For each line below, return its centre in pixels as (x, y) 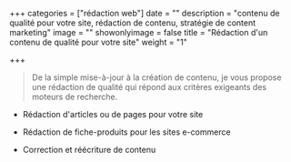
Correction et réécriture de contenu (89, 150)
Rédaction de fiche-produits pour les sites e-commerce (126, 132)
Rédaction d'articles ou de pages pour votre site (113, 114)
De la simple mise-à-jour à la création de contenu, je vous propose (156, 77)
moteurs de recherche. (75, 96)
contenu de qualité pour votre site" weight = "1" (99, 42)
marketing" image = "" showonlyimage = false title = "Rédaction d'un (139, 32)
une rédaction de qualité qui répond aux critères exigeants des (149, 87)
